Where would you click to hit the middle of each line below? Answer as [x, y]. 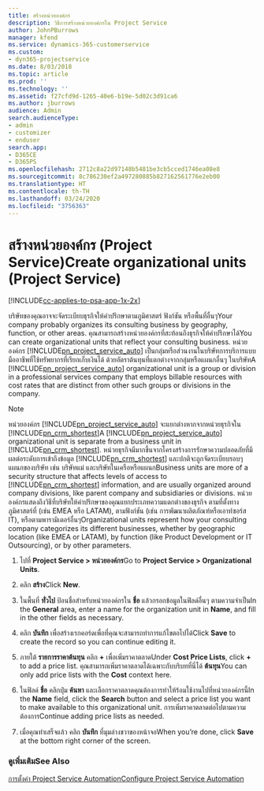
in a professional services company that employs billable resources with [125, 377]
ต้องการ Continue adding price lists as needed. [92, 716]
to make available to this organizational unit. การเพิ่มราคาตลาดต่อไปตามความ [133, 707]
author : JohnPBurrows [44, 30]
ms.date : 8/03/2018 [40, 67]
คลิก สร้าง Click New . [50, 585]
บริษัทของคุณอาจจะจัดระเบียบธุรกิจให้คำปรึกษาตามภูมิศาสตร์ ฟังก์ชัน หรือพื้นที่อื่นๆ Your [121, 316]
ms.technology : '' [38, 89]
